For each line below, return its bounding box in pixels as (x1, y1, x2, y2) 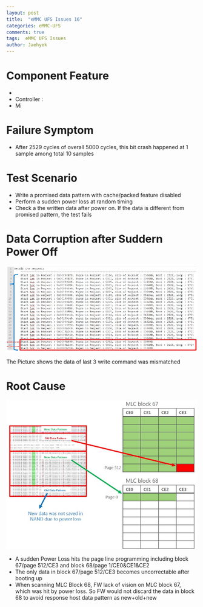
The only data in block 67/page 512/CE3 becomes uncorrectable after (15, 568, 190, 575)
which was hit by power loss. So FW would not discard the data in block (15, 588, 195, 595)
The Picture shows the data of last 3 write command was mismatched (6, 358, 181, 365)
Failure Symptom (6, 124, 94, 137)
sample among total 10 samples (15, 150, 94, 157)
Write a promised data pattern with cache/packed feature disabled (15, 191, 181, 198)
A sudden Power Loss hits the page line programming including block (15, 555, 189, 563)
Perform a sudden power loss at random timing (15, 198, 133, 205)
